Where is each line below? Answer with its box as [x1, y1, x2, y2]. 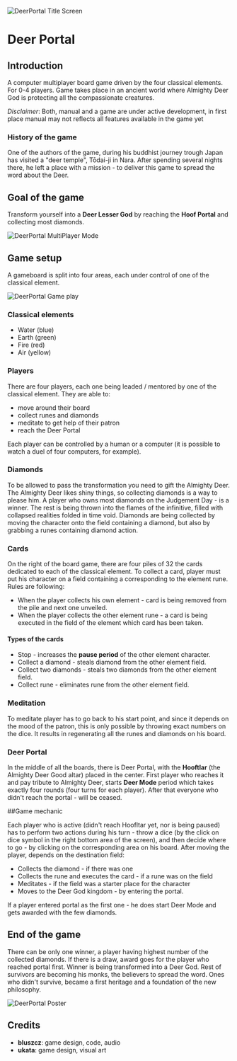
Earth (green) [17, 333, 57, 342]
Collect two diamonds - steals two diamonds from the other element [17, 665, 217, 674]
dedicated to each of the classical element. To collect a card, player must [7, 567, 221, 576]
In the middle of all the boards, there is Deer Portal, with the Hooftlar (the [7, 763, 221, 772]
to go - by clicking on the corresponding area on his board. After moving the [7, 843, 230, 851]
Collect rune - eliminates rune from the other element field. [17, 680, 190, 689]
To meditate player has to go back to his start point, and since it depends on [7, 714, 229, 723]
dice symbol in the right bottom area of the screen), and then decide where [7, 835, 226, 844]
